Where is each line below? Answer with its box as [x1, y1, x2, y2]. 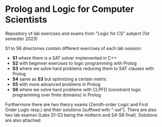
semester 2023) [5, 36, 38, 42]
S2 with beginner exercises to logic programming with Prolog [12, 60, 137, 66]
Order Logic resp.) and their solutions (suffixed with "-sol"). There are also [5, 107, 157, 113]
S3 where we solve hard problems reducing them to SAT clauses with [12, 65, 154, 71]
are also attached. [5, 117, 42, 123]
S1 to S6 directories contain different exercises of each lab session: [5, 45, 142, 51]
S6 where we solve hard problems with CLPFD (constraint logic [12, 86, 142, 92]
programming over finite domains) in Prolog [12, 92, 101, 98]
